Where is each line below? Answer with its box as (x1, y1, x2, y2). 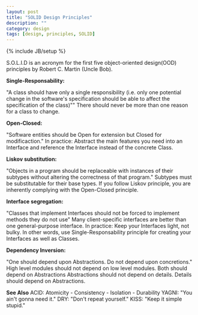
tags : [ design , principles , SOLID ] (6, 31, 95, 37)
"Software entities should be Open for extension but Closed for (6, 131, 162, 139)
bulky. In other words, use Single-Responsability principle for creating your (6, 229, 191, 236)
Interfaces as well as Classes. (6, 235, 80, 242)
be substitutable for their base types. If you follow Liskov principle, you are (6, 180, 191, 187)
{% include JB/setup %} (6, 47, 66, 55)
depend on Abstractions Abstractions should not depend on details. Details (6, 271, 192, 278)
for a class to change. (6, 108, 60, 115)
